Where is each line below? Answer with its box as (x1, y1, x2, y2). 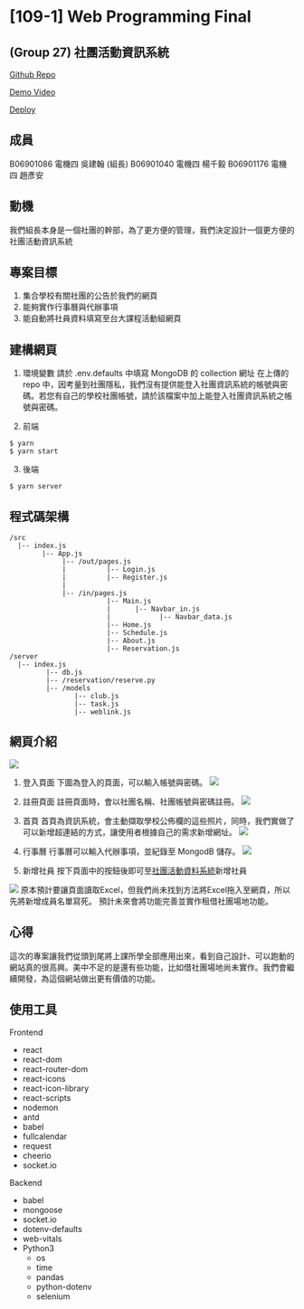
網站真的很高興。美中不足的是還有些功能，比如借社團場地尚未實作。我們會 (9, 962, 287, 972)
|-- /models (45, 684, 91, 693)
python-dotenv (35, 1281, 92, 1292)
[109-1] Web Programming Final (9, 6, 252, 27)
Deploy (9, 104, 36, 115)
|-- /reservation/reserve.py (45, 676, 156, 685)
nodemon (22, 1102, 59, 1113)
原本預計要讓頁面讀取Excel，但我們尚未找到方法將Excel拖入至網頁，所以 (20, 884, 291, 895)
